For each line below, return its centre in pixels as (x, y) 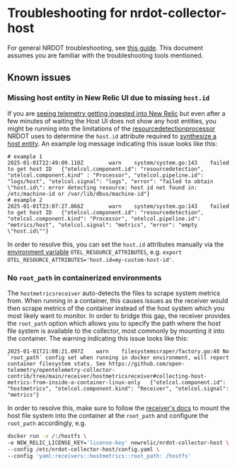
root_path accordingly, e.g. (47, 423)
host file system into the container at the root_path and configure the (108, 415)
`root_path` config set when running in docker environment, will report (118, 357)
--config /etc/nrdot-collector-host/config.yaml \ (83, 449)
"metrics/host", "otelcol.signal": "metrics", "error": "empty (103, 225)
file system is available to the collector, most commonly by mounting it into (116, 331)
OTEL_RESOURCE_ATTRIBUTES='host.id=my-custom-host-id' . (91, 259)
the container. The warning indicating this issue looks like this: (98, 338)
